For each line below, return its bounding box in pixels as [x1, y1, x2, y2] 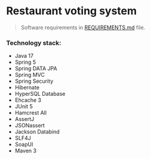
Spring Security [14, 77, 54, 85]
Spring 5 [14, 58, 36, 66]
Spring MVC [14, 71, 45, 79]
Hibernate [14, 84, 40, 91]
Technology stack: [6, 39, 61, 47]
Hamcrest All [14, 109, 47, 117]
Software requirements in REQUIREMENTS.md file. [20, 24, 146, 31]
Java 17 [14, 52, 34, 60]
